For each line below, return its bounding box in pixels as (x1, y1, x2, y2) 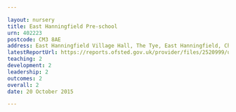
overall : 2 (7, 81, 39, 88)
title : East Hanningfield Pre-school (7, 22, 118, 30)
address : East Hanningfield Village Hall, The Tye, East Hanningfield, (7, 43, 221, 50)
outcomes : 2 (7, 75, 42, 82)
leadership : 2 (7, 68, 49, 76)
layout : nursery (7, 16, 55, 23)
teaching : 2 (7, 55, 42, 63)
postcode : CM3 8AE (7, 36, 61, 43)
